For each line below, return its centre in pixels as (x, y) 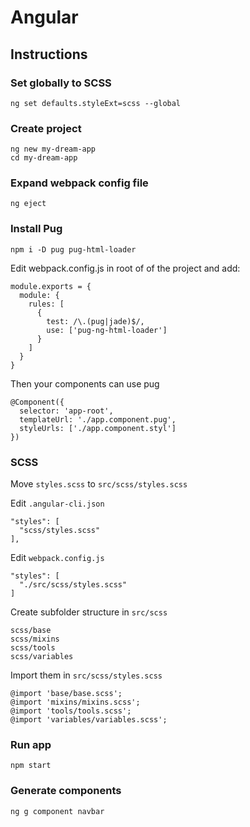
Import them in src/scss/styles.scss (86, 675)
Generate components (66, 791)
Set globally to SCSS (61, 83)
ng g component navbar (57, 811)
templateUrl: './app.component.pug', (98, 419)
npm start (31, 766)
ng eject (28, 204)
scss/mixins (35, 639)
